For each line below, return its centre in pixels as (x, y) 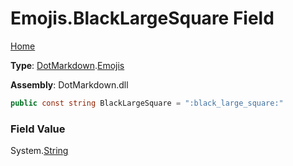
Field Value (38, 129)
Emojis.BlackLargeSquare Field (142, 18)
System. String (39, 151)
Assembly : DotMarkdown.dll (69, 84)
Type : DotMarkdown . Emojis (67, 65)
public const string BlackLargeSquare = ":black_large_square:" (147, 103)
